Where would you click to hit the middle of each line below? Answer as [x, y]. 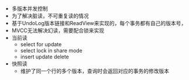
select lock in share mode [51, 51]
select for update [41, 44]
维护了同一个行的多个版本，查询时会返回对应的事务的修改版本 [95, 71]
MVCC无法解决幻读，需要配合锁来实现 [58, 30]
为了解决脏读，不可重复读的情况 [50, 16]
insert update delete [44, 57]
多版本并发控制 [30, 8]
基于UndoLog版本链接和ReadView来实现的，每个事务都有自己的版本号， [99, 23]
